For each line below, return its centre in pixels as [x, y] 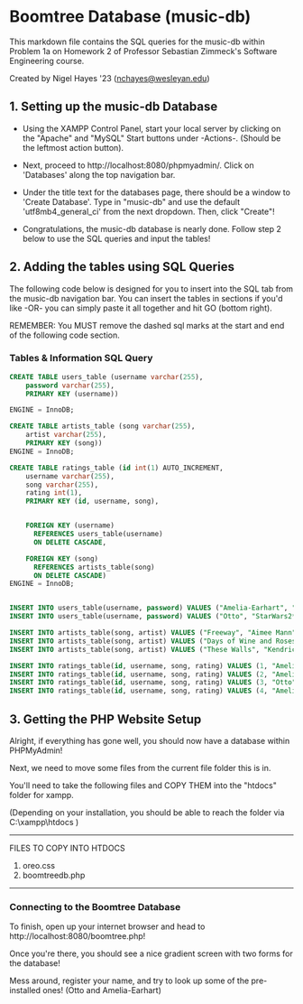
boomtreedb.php [54, 875]
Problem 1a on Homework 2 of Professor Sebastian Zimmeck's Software [143, 51]
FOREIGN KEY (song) [62, 558]
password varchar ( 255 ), [70, 386]
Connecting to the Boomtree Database [95, 906]
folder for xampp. [41, 795]
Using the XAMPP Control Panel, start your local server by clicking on [151, 128]
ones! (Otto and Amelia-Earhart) [102, 990]
